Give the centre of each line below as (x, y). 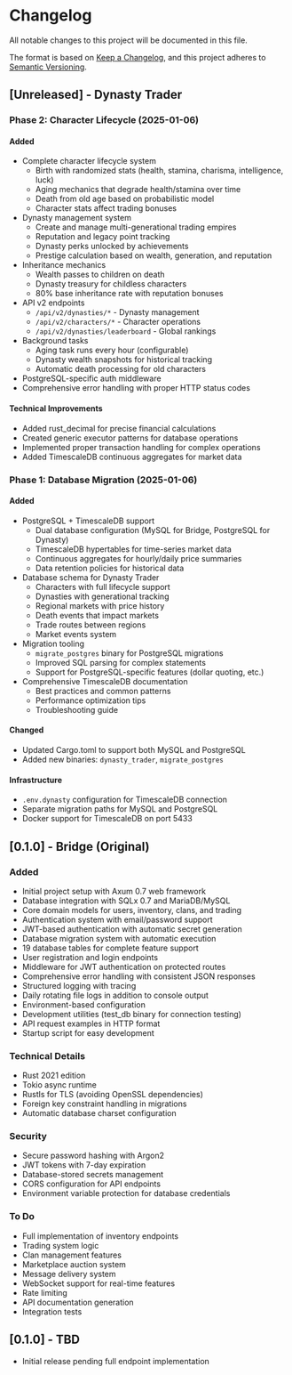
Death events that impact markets (97, 615)
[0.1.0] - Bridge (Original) (79, 846)
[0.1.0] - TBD (44, 1340)
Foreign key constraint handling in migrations (104, 1104)
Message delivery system (69, 1274)
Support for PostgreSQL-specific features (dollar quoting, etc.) (150, 672)
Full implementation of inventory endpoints (100, 1236)
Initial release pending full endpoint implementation (116, 1361)
